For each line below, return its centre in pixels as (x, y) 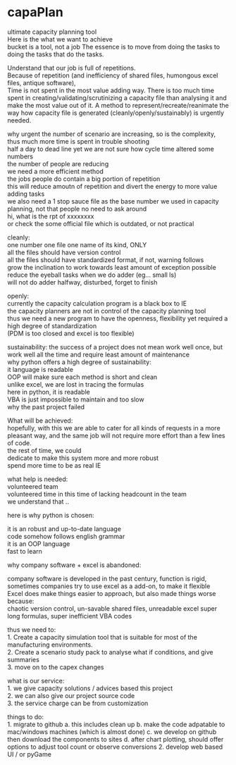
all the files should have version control (64, 252)
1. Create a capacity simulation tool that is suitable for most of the (102, 637)
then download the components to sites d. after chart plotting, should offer (116, 739)
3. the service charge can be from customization (78, 703)
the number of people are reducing (58, 163)
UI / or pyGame (29, 754)
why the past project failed (46, 406)
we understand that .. (38, 502)
